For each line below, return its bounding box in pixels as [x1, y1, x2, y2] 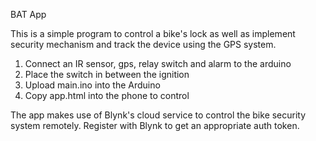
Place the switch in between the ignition [24, 69, 190, 80]
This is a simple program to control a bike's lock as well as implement [10, 28, 296, 39]
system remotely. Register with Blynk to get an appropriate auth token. [10, 120, 300, 131]
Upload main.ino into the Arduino [24, 79, 161, 91]
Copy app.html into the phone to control [24, 90, 190, 101]
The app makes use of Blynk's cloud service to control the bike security [10, 109, 307, 121]
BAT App [10, 9, 47, 20]
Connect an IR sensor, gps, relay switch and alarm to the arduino [24, 58, 292, 69]
